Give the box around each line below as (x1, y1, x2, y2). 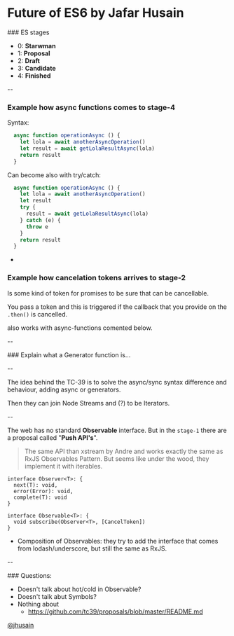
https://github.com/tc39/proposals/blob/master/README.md (27, 607, 203, 616)
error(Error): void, (13, 488, 74, 495)
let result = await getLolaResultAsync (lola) (20, 145, 156, 152)
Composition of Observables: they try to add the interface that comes (17, 537, 219, 545)
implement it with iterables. (24, 462, 103, 470)
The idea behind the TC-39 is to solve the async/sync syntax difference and (7, 378, 227, 386)
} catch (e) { (20, 216, 61, 223)
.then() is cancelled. (7, 310, 68, 318)
